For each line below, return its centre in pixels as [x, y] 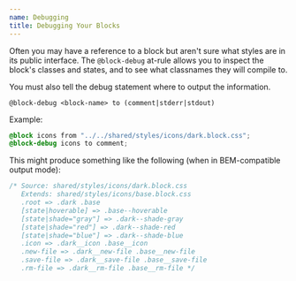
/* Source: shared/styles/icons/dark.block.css [99, 186]
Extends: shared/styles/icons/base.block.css [106, 194]
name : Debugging [39, 17]
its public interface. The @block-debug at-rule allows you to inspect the [137, 60]
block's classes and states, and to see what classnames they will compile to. [148, 69]
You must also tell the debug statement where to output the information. [140, 87]
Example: [26, 119]
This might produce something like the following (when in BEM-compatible [145, 161]
